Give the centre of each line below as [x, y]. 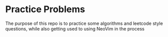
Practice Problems [45, 9]
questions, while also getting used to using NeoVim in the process [75, 28]
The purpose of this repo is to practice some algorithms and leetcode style [84, 23]
